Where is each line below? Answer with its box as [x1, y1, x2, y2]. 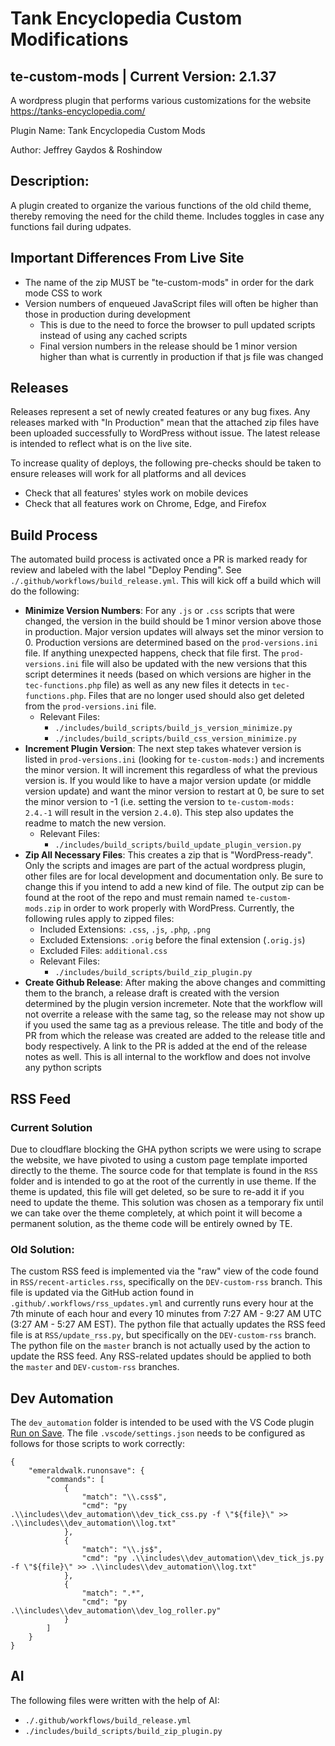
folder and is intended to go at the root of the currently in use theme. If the [10, 1175, 317, 1187]
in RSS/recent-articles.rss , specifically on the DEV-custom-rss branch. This [10, 1276, 323, 1288]
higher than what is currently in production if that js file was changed [39, 350, 324, 362]
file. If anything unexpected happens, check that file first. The [24, 647, 280, 659]
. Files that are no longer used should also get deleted [83, 690, 305, 702]
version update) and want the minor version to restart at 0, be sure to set [24, 785, 325, 797]
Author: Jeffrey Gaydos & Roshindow [10, 144, 163, 156]
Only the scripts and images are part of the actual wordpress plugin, [24, 860, 306, 872]
